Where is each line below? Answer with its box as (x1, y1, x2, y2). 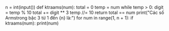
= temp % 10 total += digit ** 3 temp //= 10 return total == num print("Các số (5, 9, 164, 15)
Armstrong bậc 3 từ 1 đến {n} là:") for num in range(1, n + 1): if (5, 15, 134, 20)
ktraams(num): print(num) (5, 20, 59, 26)
